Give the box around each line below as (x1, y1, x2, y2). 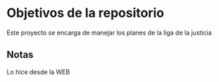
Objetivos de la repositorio (6, 5, 165, 21)
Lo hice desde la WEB (6, 67, 70, 76)
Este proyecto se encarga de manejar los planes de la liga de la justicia (6, 28, 212, 37)
